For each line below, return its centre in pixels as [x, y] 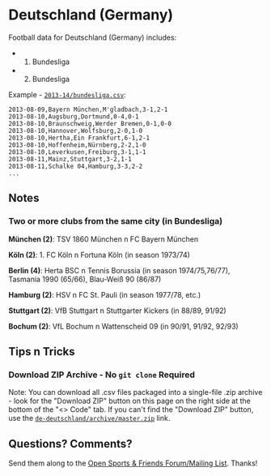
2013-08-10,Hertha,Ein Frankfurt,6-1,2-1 [79, 138]
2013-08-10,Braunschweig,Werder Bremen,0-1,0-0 [90, 123]
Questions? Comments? [70, 444]
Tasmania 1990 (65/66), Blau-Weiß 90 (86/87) [85, 279]
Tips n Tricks [42, 352]
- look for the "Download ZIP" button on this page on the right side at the [129, 401]
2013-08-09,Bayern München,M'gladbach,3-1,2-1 [88, 109]
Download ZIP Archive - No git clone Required [102, 375]
